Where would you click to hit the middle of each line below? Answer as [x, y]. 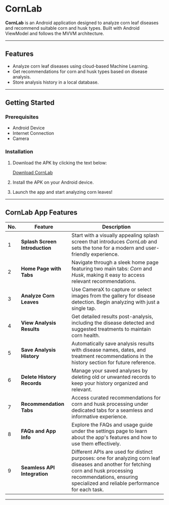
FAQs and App [38, 431]
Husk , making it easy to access [108, 275]
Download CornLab [32, 172]
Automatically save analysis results [113, 343]
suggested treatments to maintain [111, 329]
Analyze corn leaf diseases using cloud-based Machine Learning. [80, 66]
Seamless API [38, 467]
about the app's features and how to [114, 437]
